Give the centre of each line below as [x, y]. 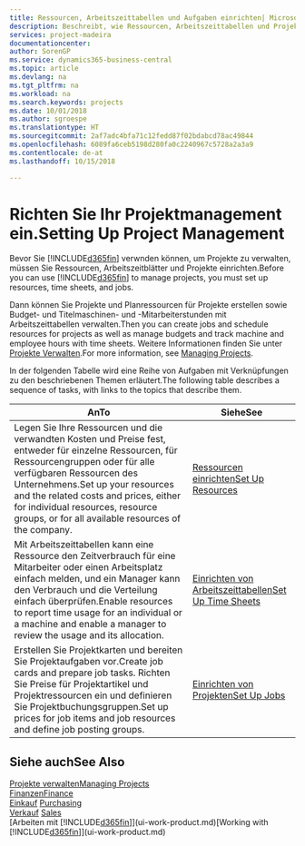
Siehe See [242, 412]
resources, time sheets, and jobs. [72, 288]
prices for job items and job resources [95, 718]
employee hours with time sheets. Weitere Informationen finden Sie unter [146, 344]
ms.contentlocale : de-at [56, 152]
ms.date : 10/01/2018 [49, 111]
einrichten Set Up [228, 479]
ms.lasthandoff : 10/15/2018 [63, 161]
